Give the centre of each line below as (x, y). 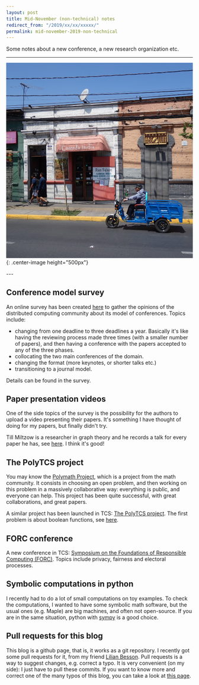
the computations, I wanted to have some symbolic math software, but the (97, 604)
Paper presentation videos (56, 399)
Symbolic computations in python (70, 584)
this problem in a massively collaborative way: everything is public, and (93, 490)
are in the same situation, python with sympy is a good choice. (82, 617)
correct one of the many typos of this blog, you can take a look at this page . (99, 675)
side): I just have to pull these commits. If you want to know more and (91, 669)
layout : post (22, 12)
